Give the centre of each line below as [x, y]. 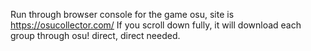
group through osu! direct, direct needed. [95, 35]
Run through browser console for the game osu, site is [122, 14]
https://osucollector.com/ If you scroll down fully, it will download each [156, 25]
